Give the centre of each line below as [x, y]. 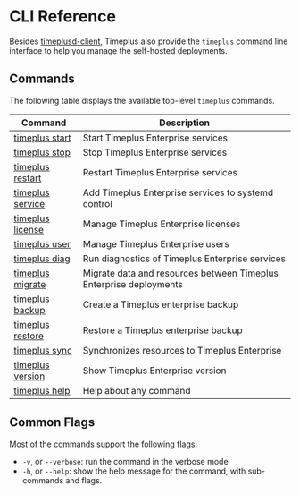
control [98, 203]
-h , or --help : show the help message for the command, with [134, 471]
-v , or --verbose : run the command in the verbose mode [125, 461]
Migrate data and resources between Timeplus [180, 273]
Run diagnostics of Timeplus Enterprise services [184, 259]
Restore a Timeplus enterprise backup [162, 330]
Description [185, 123]
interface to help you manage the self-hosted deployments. [118, 50]
